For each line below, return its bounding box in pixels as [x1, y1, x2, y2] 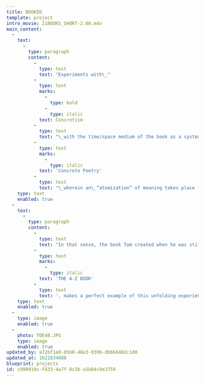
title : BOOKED [6, 9, 43, 15]
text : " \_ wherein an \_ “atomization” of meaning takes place [38, 185, 195, 191]
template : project [6, 15, 53, 21]
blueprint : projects [6, 361, 59, 367]
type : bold [49, 99, 78, 106]
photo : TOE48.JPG [17, 332, 62, 339]
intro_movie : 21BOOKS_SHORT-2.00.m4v [6, 20, 103, 26]
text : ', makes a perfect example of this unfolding [38, 292, 176, 299]
